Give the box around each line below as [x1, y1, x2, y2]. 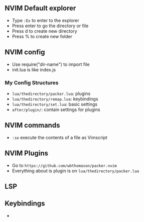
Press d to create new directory [12, 28, 77, 34]
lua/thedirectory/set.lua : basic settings [12, 101, 98, 107]
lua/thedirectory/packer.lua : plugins [12, 90, 91, 96]
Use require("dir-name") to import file [12, 61, 90, 67]
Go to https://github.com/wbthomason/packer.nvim [12, 162, 117, 168]
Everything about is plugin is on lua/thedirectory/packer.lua [12, 168, 139, 174]
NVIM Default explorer [5, 4, 76, 13]
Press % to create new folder [12, 33, 72, 39]
